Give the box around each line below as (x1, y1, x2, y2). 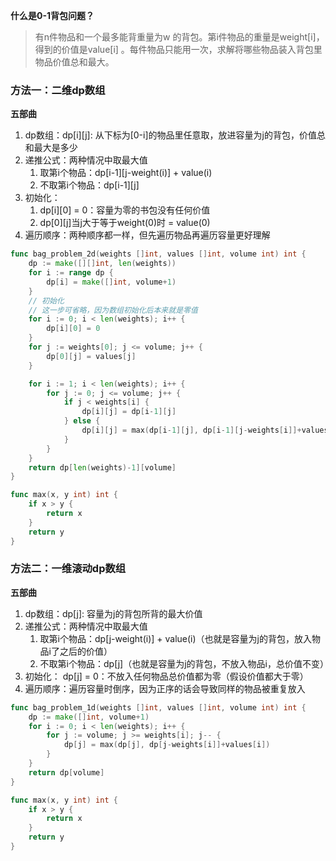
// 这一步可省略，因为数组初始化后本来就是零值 (28, 305, 198, 315)
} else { (63, 416, 101, 426)
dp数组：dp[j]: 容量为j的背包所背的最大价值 (24, 607, 203, 619)
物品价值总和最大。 (34, 56, 115, 68)
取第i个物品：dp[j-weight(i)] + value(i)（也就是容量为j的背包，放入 (39, 632, 312, 644)
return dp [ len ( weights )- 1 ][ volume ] (28, 462, 177, 473)
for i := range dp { (28, 268, 114, 278)
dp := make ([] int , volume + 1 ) (28, 712, 150, 722)
